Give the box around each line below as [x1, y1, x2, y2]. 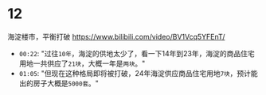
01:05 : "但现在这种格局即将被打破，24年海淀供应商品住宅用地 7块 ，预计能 [18, 68, 258, 78]
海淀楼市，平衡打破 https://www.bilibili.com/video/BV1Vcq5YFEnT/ [7, 32, 225, 41]
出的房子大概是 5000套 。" [18, 78, 99, 88]
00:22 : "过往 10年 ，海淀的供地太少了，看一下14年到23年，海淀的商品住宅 [18, 48, 256, 58]
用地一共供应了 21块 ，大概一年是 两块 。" [18, 59, 146, 68]
